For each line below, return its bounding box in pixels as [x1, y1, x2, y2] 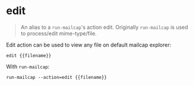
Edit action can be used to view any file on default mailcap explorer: [6, 41, 172, 48]
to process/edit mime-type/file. [20, 29, 97, 37]
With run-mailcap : [6, 63, 50, 70]
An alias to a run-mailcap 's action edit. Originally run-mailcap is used [20, 24, 188, 31]
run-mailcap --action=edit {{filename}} [6, 74, 108, 80]
